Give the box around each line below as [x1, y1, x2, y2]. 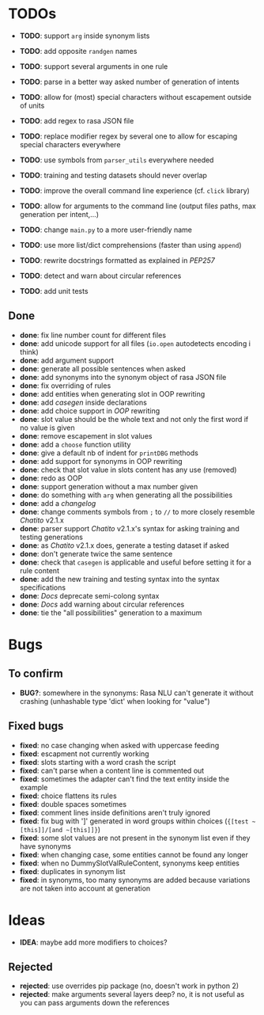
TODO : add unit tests [19, 286, 89, 295]
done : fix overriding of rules [19, 381, 111, 390]
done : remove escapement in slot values [19, 431, 153, 440]
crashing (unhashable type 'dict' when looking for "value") [19, 696, 211, 705]
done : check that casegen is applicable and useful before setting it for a [19, 557, 251, 567]
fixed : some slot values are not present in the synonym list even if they [19, 833, 251, 842]
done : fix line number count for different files [19, 330, 167, 340]
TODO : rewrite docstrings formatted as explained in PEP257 [19, 255, 216, 265]
